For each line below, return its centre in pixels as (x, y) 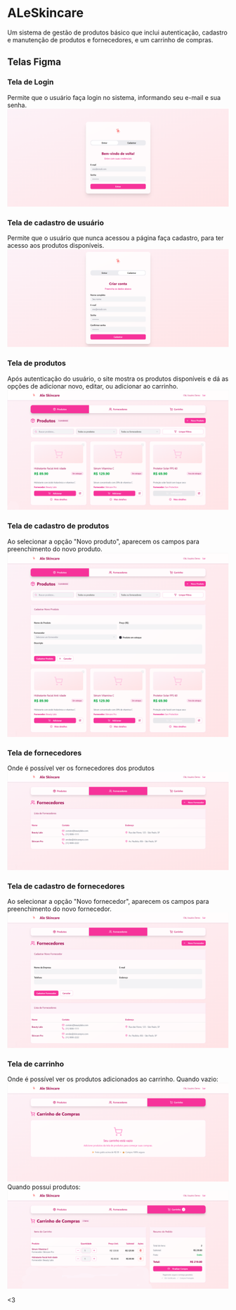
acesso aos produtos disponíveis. (56, 246)
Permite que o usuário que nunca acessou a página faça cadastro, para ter (116, 238)
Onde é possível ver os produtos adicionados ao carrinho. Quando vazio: (113, 1079)
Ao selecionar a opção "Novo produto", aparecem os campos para (104, 541)
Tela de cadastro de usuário (55, 223)
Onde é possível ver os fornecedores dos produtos (81, 768)
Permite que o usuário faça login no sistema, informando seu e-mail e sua (114, 97)
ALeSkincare (46, 13)
